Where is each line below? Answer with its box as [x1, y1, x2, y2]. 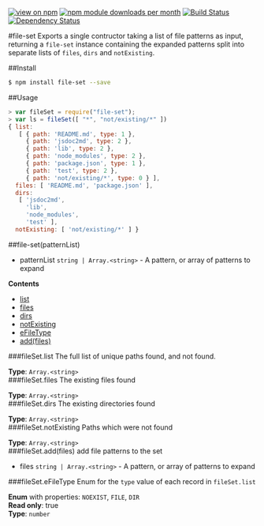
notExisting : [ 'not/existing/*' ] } [15, 225, 139, 233]
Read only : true [8, 500, 59, 509]
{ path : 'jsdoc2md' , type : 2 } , [25, 137, 132, 145]
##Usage [8, 92, 39, 102]
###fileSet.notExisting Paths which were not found [8, 423, 173, 432]
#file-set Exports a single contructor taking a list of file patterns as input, [8, 32, 244, 40]
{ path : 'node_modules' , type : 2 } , [25, 152, 147, 160]
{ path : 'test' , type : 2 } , [25, 167, 118, 175]
